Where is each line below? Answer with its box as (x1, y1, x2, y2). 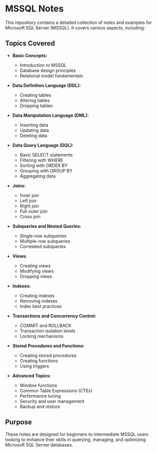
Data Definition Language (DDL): (12, 82, 81, 88)
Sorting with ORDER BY (19, 162, 68, 168)
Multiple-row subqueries (19, 238, 71, 244)
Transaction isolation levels (19, 327, 76, 334)
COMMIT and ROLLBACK (19, 322, 72, 328)
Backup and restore (19, 403, 61, 409)
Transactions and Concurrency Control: (12, 312, 97, 319)
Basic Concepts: (12, 52, 47, 58)
